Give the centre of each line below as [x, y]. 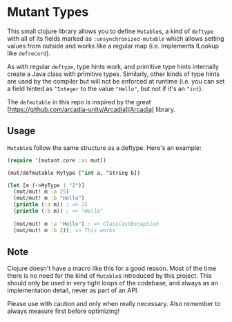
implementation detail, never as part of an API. [73, 290]
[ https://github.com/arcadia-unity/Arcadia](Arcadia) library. [91, 109]
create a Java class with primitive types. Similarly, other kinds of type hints [113, 74]
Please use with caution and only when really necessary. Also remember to [114, 304]
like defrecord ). [29, 53]
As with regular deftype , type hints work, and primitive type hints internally [113, 66]
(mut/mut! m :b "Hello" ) [49, 198]
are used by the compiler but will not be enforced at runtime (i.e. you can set [116, 81]
